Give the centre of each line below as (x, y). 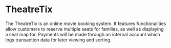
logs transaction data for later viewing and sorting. (58, 40)
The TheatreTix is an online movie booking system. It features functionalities (86, 23)
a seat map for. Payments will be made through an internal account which (83, 34)
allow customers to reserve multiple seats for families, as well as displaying (84, 29)
